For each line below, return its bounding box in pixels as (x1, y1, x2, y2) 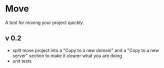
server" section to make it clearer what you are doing (12, 52, 122, 58)
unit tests (12, 58, 32, 64)
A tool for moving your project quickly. (5, 19, 84, 25)
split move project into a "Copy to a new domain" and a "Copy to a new (12, 47, 159, 53)
